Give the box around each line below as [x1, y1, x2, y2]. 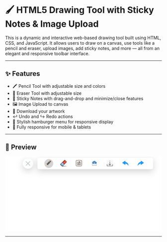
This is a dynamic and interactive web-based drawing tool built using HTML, [5, 35, 162, 41]
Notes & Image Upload [5, 18, 99, 30]
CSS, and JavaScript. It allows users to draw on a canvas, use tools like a [5, 40, 155, 46]
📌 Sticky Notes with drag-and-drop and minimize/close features [12, 95, 144, 101]
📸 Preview [5, 143, 37, 152]
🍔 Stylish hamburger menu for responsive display [12, 119, 113, 124]
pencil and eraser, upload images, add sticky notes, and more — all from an [5, 45, 160, 51]
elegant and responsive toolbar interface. [5, 51, 90, 57]
